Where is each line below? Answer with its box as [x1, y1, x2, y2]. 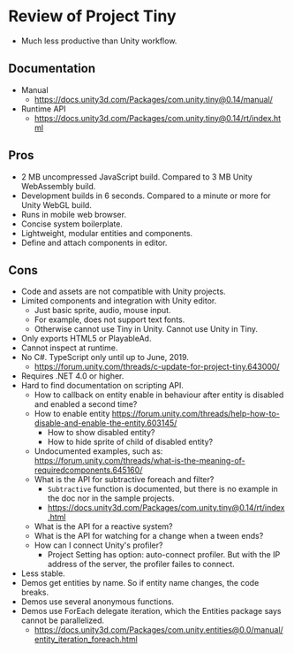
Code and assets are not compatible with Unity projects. [20, 286, 226, 297]
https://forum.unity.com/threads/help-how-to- [111, 409, 280, 419]
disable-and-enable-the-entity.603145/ [34, 418, 177, 428]
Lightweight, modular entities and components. [20, 227, 193, 238]
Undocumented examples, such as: [34, 446, 163, 457]
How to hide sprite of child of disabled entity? [47, 436, 214, 448]
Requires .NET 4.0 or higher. [20, 371, 124, 381]
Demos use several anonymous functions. [20, 596, 174, 607]
